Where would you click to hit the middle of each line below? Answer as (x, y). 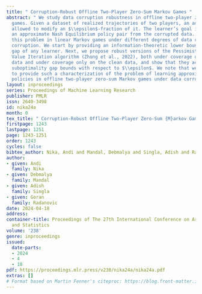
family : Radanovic (35, 203)
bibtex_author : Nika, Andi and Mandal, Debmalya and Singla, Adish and (98, 152)
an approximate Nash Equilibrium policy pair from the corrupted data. (103, 34)
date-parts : (27, 248)
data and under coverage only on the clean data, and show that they (100, 62)
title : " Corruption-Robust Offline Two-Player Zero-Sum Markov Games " (99, 12)
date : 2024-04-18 (28, 208)
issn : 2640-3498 (26, 101)
